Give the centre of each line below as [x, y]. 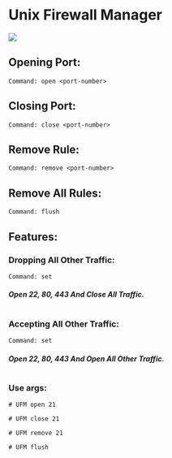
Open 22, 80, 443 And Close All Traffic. [76, 295]
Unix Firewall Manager [86, 15]
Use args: [28, 387]
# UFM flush [28, 447]
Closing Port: [42, 106]
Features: [33, 237]
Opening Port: [45, 63]
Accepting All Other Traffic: [64, 324]
